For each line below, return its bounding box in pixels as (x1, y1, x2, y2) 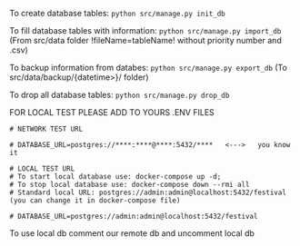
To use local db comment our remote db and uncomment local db (9, 228, 255, 239)
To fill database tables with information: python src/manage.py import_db (9, 25, 282, 35)
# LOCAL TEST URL (9, 164, 75, 173)
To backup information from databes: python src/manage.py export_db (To (9, 63, 288, 73)
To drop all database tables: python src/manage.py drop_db (9, 90, 230, 100)
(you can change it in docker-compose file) (9, 196, 181, 205)
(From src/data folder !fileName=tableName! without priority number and (9, 35, 282, 45)
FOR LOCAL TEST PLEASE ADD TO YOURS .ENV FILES (9, 107, 215, 117)
